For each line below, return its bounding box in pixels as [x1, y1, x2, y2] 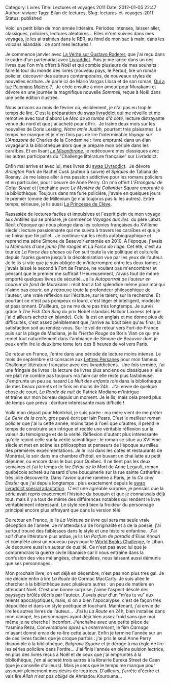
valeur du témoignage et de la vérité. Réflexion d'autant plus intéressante [5, 431, 158, 437]
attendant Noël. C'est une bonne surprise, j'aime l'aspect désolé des [5, 587, 149, 592]
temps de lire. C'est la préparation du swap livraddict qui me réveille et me [5, 110, 161, 116]
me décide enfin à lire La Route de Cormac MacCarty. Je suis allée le [5, 576, 150, 581]
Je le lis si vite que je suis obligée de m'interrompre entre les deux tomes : [5, 260, 161, 266]
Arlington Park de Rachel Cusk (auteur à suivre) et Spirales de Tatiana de [5, 168, 158, 174]
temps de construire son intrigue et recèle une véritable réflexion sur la [5, 426, 154, 432]
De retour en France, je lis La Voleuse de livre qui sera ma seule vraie [5, 517, 150, 523]
